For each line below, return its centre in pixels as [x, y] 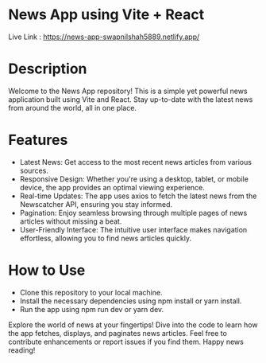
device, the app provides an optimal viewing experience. [112, 187]
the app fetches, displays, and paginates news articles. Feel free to [118, 333]
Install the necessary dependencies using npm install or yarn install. [131, 301]
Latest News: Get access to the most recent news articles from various [136, 162]
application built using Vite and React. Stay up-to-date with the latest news [131, 99]
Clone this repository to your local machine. [91, 292]
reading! [22, 350]
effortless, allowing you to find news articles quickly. [106, 238]
